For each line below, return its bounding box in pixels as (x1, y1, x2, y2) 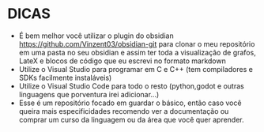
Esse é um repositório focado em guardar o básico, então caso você (18, 98, 242, 107)
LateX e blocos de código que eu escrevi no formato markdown (18, 56, 226, 66)
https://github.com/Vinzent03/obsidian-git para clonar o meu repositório (18, 39, 255, 48)
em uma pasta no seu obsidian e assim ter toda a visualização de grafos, (18, 47, 256, 57)
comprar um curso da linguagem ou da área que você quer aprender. (18, 115, 244, 124)
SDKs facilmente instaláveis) (18, 73, 112, 82)
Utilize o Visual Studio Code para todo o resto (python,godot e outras (18, 81, 244, 91)
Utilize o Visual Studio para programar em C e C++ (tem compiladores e (18, 64, 254, 74)
